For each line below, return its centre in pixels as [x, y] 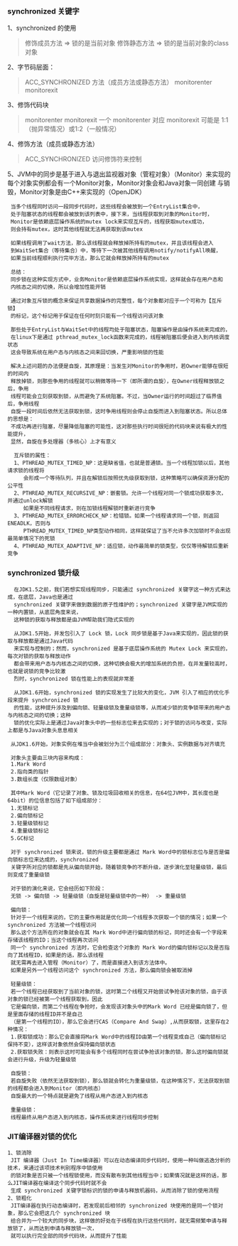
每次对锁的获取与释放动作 [39, 656]
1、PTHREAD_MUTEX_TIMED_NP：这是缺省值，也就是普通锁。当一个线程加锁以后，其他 [122, 463]
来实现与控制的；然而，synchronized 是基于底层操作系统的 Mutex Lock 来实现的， [122, 648]
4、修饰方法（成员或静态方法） [53, 144]
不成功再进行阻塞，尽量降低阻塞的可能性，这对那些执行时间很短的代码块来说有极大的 [116, 427]
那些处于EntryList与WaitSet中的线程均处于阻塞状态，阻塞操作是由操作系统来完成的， [120, 330]
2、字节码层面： [31, 67]
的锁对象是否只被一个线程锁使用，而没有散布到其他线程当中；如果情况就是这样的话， [116, 1175]
